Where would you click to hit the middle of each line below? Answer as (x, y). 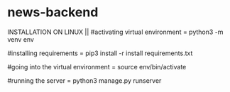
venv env (21, 39)
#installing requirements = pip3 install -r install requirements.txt (100, 53)
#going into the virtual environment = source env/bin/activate (97, 67)
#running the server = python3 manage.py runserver (84, 80)
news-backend (53, 12)
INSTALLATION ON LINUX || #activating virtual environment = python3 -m (115, 32)
